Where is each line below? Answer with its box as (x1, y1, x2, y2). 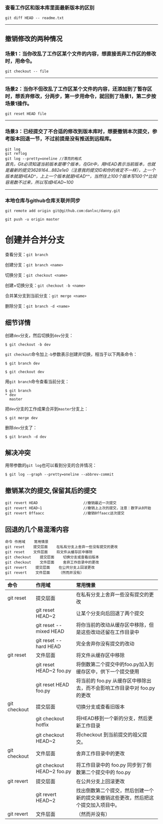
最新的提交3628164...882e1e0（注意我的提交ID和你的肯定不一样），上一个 (9, 167, 156, 173)
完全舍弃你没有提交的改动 (76, 641, 135, 647)
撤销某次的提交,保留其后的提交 (5, 486, 97, 494)
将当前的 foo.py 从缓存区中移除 (76, 677, 147, 684)
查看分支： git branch (5, 251, 49, 257)
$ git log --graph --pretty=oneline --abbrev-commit (5, 472, 114, 477)
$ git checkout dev (5, 369, 45, 374)
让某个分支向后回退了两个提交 (76, 610, 145, 617)
